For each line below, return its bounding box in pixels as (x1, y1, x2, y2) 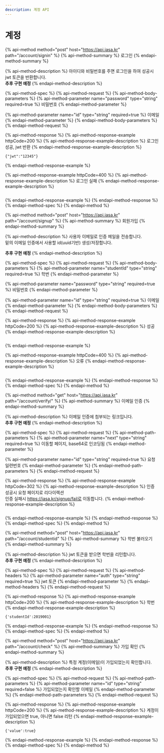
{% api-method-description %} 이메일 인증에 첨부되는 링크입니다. (5, 414, 133, 420)
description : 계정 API (5, 7, 49, 12)
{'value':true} (5, 728, 36, 733)
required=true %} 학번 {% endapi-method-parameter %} (5, 271, 119, 277)
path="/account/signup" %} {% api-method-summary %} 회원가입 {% (5, 217, 145, 224)
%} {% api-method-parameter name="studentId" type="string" (29, 265, 157, 271)
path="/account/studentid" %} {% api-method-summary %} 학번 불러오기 (5, 536, 153, 542)
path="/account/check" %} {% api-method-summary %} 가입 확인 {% (5, 643, 145, 649)
